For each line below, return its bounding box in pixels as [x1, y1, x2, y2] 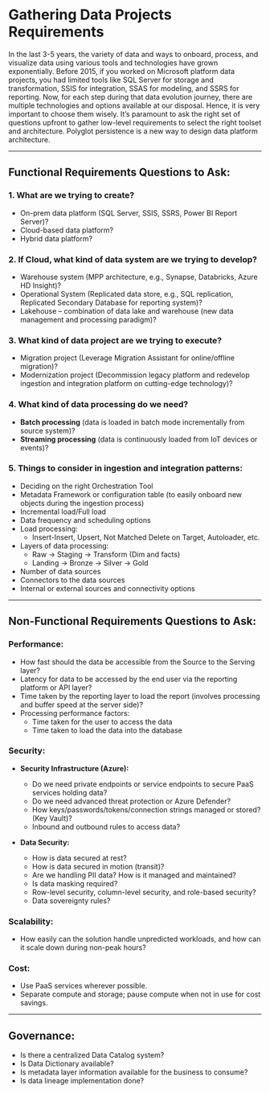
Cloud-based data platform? [19, 225, 114, 235]
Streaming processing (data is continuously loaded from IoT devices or [19, 434, 258, 444]
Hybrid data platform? [19, 233, 93, 243]
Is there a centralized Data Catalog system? [19, 1050, 165, 1060]
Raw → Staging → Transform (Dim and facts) [31, 549, 181, 559]
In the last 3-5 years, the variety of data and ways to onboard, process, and [8, 49, 259, 59]
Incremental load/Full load [19, 507, 107, 516]
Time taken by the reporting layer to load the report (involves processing [19, 691, 260, 701]
